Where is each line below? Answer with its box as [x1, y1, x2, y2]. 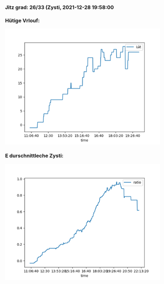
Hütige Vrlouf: [5, 17, 40, 24]
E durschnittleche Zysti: [5, 152, 64, 159]
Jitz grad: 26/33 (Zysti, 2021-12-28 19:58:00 [5, 4, 114, 11]
